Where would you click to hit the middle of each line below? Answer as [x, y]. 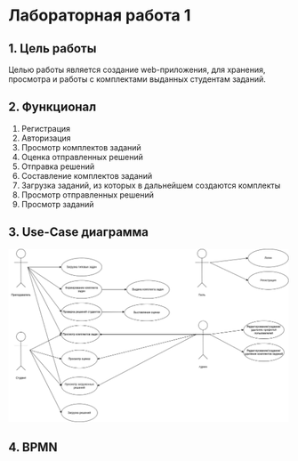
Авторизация [46, 138]
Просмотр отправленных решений [88, 194]
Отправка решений [58, 166]
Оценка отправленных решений [82, 157]
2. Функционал [52, 107]
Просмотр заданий [57, 204]
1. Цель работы [52, 49]
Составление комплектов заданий [87, 175]
